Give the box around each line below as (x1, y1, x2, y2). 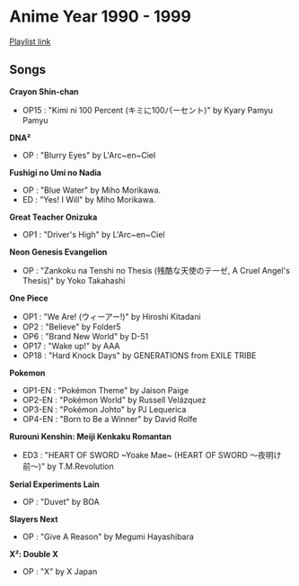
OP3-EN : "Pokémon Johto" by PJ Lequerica (22, 403, 187, 415)
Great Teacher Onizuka (9, 212, 98, 222)
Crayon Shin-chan (9, 86, 79, 96)
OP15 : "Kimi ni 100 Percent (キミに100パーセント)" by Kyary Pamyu (22, 104, 274, 115)
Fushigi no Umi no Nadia (9, 167, 101, 177)
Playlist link (9, 36, 51, 47)
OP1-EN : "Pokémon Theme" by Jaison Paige (22, 384, 189, 395)
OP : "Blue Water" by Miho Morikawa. (22, 185, 162, 195)
